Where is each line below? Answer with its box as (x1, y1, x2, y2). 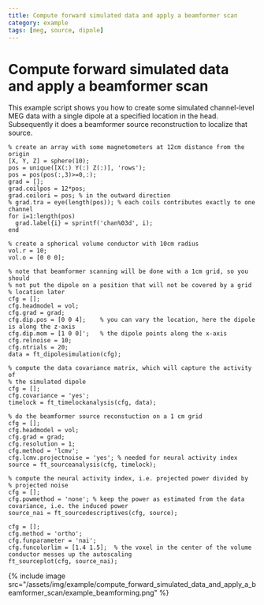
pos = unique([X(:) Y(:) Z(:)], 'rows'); (8, 164, 147, 172)
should (8, 274, 30, 282)
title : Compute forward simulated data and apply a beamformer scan (8, 11, 238, 20)
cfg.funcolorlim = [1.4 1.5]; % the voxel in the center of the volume (8, 543, 252, 552)
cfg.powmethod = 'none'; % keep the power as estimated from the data (8, 495, 245, 503)
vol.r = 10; (8, 247, 47, 255)
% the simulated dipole (8, 378, 87, 387)
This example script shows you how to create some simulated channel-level (8, 103, 255, 113)
